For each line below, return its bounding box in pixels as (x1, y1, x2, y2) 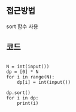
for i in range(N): (6, 74, 55, 80)
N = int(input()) (6, 63, 50, 69)
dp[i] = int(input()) (17, 79, 71, 85)
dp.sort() (6, 89, 31, 96)
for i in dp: (6, 95, 39, 101)
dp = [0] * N (6, 68, 39, 75)
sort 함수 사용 (6, 23, 39, 30)
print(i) (17, 100, 39, 106)
